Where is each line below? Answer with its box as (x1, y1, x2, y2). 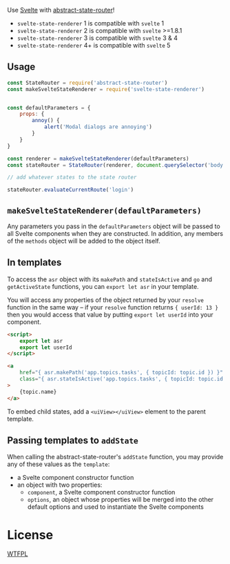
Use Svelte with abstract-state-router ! (7, 6, 115, 14)
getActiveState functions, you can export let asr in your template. (7, 282, 199, 290)
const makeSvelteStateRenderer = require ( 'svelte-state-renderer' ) (7, 85, 205, 92)
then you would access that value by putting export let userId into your (7, 310, 213, 319)
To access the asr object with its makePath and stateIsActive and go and (7, 275, 212, 283)
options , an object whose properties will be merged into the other (27, 496, 214, 504)
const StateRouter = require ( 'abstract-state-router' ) (7, 79, 168, 86)
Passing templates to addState (7, 434, 139, 446)
